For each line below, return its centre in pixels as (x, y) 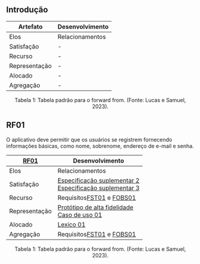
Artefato (30, 26)
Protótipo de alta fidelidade (96, 207)
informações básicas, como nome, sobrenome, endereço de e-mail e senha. (100, 146)
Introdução (27, 10)
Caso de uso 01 (80, 214)
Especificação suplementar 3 (99, 188)
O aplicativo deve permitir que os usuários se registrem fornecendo (89, 139)
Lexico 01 (72, 225)
